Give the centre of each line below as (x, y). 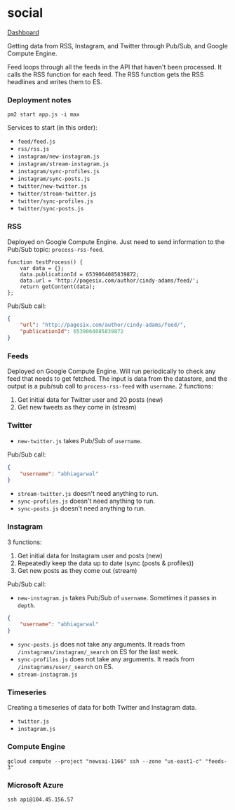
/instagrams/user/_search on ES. (65, 667)
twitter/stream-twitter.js (57, 194)
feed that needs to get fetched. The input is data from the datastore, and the (117, 379)
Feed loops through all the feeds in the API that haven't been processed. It (115, 67)
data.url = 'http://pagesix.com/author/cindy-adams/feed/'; (109, 281)
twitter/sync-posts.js (51, 209)
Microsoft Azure (36, 785)
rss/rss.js (33, 149)
